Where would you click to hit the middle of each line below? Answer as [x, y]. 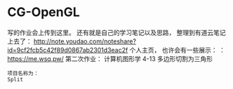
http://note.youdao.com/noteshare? [85, 41]
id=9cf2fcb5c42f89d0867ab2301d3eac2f [68, 50]
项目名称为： [23, 73]
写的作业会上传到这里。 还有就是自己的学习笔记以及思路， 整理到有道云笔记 [116, 32]
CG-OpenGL [44, 12]
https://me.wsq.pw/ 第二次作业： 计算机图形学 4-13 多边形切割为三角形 [110, 59]
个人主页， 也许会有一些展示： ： [178, 50]
